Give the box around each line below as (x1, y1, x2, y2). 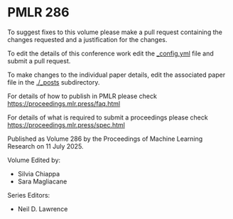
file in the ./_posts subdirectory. (7, 78, 100, 86)
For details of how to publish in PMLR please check (7, 92, 158, 100)
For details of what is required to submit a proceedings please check (7, 113, 208, 122)
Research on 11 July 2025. (7, 141, 84, 150)
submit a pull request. (7, 56, 71, 65)
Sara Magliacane (17, 177, 67, 186)
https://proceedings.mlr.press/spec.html (7, 120, 126, 129)
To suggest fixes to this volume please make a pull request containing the (7, 28, 222, 36)
